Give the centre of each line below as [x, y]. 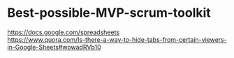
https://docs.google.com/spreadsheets [64, 32]
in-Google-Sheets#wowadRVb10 [54, 47]
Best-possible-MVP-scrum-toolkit [109, 13]
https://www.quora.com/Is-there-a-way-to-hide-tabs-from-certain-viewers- [117, 39]
